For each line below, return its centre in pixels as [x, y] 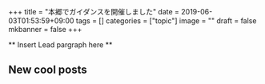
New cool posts [48, 70]
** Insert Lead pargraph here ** [60, 45]
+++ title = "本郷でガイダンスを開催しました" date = [94, 12]
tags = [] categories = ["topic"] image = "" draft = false [166, 21]
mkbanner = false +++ [45, 29]
